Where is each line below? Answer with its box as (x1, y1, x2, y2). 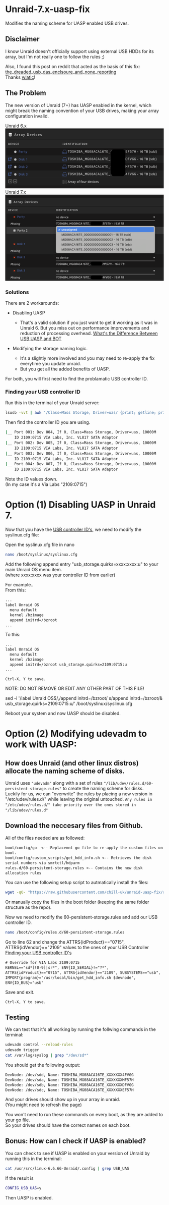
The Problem (5, 89, 46, 97)
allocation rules (5, 870, 42, 875)
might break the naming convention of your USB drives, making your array (5, 107, 159, 114)
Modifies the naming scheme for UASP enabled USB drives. (5, 20, 129, 26)
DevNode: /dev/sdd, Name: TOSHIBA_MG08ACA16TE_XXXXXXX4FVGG (5, 1072, 134, 1077)
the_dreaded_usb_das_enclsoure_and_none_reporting (5, 69, 117, 75)
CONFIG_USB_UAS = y (5, 1185, 42, 1190)
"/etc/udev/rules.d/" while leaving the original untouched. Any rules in (5, 796, 152, 802)
